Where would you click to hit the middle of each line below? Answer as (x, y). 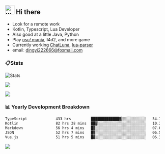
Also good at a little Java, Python (45, 34)
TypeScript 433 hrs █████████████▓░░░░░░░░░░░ (76, 119)
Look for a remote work (36, 24)
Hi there (28, 12)
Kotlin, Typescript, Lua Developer (46, 29)
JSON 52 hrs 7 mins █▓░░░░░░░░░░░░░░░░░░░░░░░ (76, 133)
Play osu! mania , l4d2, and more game (51, 39)
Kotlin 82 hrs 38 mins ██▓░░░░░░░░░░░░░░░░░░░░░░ (76, 124)
